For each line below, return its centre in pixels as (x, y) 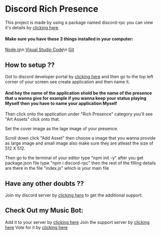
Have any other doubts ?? (44, 183)
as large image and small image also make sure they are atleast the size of (79, 143)
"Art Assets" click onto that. (33, 119)
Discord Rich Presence (52, 9)
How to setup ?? (30, 65)
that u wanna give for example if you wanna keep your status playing (76, 98)
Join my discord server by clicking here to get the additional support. (74, 195)
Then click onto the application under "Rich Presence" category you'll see (79, 114)
